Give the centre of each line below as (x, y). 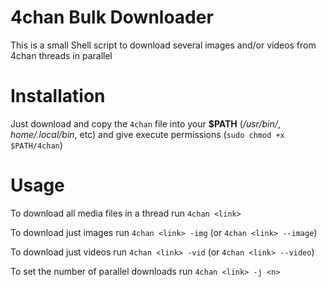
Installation (58, 96)
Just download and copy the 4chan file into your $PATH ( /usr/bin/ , (145, 123)
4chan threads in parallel (61, 55)
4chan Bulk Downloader (112, 17)
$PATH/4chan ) (36, 145)
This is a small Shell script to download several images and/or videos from (163, 45)
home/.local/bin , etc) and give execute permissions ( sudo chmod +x (147, 134)
